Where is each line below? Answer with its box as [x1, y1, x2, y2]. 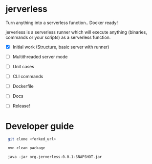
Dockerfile [12, 83, 34, 89]
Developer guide [5, 120, 74, 132]
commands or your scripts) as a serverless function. [5, 34, 111, 40]
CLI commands [12, 74, 43, 80]
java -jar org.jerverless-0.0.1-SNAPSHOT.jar [7, 155, 102, 160]
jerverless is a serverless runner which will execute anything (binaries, [5, 29, 147, 35]
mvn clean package [7, 146, 45, 151]
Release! [12, 103, 30, 109]
